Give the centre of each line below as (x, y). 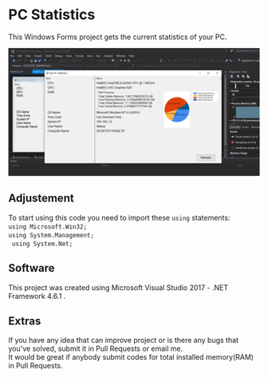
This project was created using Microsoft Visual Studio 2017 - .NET (118, 287)
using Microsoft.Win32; (48, 227)
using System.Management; (51, 235)
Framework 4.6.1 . (37, 296)
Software (32, 268)
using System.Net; (42, 244)
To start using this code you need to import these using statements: (119, 217)
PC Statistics (52, 15)
